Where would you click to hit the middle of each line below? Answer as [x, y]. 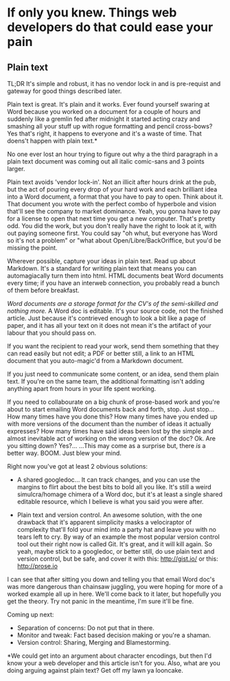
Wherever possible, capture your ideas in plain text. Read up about [101, 261]
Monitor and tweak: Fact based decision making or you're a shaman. [114, 635]
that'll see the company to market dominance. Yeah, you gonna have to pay [114, 211]
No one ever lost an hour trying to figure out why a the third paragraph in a [113, 154]
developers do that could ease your [110, 27]
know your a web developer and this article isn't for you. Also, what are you [114, 663]
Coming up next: [31, 614]
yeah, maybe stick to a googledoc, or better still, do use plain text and [116, 551]
